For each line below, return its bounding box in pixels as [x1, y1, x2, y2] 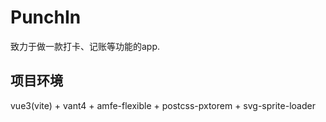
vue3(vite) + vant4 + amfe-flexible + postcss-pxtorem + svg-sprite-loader [10, 99, 316, 111]
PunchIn [10, 6, 82, 29]
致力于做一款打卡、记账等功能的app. [10, 40, 161, 52]
